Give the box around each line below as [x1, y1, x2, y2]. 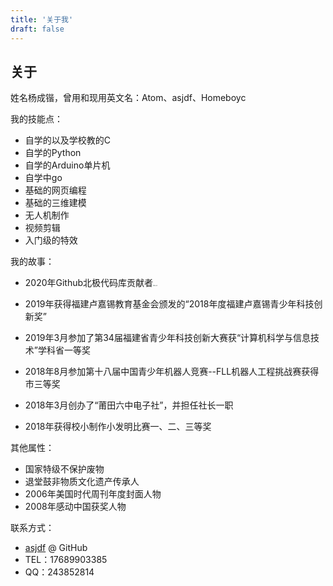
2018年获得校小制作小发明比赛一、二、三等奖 [24, 421, 212, 433]
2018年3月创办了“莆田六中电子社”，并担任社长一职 [24, 399, 234, 411]
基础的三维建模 [24, 197, 87, 209]
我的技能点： [10, 113, 63, 125]
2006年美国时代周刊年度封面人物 [24, 488, 162, 500]
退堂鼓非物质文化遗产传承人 [24, 476, 140, 488]
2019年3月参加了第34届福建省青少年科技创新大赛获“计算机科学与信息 [24, 332, 312, 344]
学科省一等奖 [37, 344, 91, 356]
